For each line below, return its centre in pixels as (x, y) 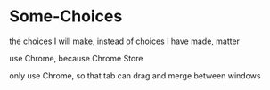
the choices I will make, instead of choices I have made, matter (125, 41)
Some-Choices (66, 16)
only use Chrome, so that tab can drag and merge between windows (135, 75)
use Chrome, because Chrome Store (76, 58)
